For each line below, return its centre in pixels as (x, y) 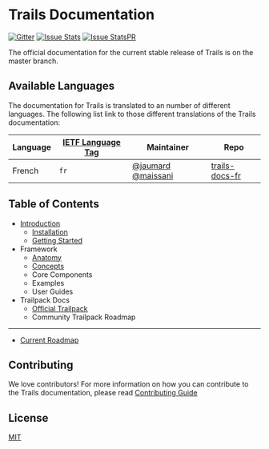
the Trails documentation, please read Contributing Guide (103, 393)
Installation (50, 232)
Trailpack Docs (45, 300)
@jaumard (151, 166)
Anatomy (47, 257)
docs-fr (226, 175)
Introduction (40, 223)
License (28, 418)
